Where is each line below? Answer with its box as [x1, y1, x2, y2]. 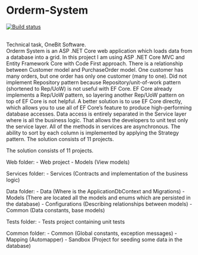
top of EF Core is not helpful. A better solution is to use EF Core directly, [6, 97, 183, 104]
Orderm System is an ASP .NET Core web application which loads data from [6, 47, 193, 54]
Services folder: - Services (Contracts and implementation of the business [6, 170, 188, 177]
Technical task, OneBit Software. [6, 41, 86, 48]
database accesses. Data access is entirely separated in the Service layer [6, 110, 187, 117]
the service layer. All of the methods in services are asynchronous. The [6, 123, 181, 130]
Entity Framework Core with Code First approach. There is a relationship [6, 60, 183, 67]
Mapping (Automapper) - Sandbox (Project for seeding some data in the [6, 235, 183, 243]
